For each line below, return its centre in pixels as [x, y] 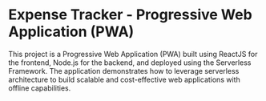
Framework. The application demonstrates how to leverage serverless [124, 71]
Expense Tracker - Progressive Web [130, 15]
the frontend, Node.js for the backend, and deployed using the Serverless [130, 63]
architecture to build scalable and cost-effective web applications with [124, 79]
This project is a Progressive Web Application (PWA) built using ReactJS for [133, 54]
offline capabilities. [40, 88]
